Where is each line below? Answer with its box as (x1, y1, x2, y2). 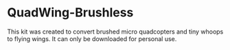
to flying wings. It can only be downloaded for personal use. (7, 34, 177, 42)
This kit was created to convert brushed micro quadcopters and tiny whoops (7, 27, 224, 36)
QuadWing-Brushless (7, 5, 134, 21)
